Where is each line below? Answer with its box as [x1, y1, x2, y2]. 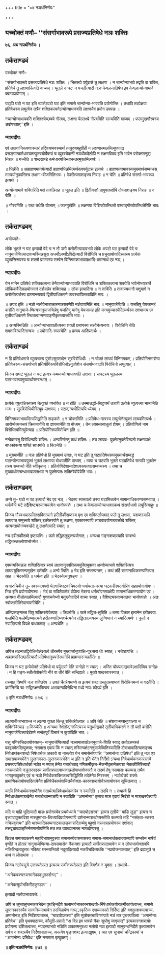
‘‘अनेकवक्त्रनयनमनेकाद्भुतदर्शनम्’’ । [5, 872, 62, 878]
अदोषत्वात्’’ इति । [5, 121, 33, 127]
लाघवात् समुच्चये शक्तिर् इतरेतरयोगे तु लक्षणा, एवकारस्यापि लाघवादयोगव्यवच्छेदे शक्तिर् [5, 517, 136, 523]
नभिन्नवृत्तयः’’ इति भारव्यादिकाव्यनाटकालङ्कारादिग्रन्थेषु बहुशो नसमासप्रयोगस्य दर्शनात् [5, 820, 133, 826]
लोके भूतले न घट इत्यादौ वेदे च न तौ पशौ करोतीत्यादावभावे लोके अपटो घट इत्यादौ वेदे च [5, 246, 138, 251]
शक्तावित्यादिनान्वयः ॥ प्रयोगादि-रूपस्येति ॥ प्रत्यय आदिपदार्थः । [5, 328, 102, 334]
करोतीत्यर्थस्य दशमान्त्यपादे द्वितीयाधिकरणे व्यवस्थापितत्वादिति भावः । [5, 291, 109, 298]
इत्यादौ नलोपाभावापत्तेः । [5, 891, 42, 897]
